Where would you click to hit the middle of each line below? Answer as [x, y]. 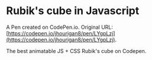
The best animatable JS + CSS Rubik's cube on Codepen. [76, 51]
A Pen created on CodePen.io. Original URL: [60, 27]
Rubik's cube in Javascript [73, 11]
